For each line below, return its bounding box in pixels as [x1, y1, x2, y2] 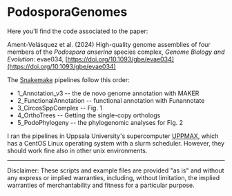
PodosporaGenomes [7, 4, 128, 20]
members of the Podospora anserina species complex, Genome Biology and [7, 48, 225, 56]
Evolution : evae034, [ [7, 55, 68, 63]
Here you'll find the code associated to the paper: [7, 27, 148, 35]
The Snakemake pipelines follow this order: [7, 75, 130, 84]
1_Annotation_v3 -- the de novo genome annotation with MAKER [17, 89, 200, 97]
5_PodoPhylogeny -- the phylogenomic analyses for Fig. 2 [17, 118, 184, 126]
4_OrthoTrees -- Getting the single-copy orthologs [17, 111, 161, 119]
